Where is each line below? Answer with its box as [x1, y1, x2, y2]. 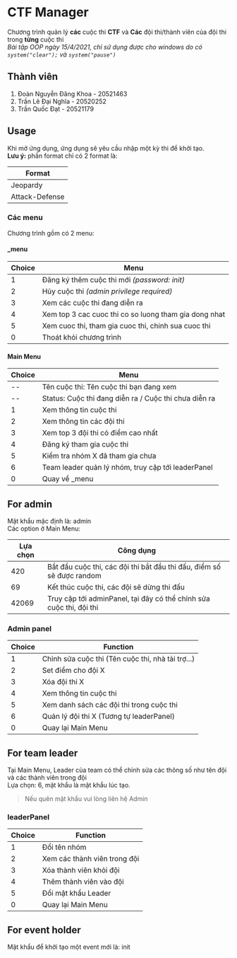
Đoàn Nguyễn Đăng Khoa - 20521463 [17, 89, 128, 98]
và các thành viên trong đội [7, 773, 87, 782]
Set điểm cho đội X [42, 666, 105, 676]
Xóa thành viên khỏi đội [42, 865, 120, 875]
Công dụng [117, 546, 157, 555]
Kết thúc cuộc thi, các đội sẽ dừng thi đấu [47, 582, 185, 592]
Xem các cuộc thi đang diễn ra [42, 298, 143, 308]
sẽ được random [47, 571, 102, 581]
